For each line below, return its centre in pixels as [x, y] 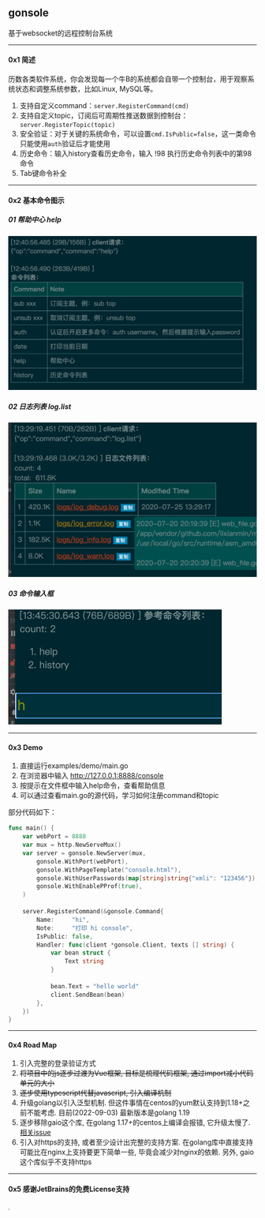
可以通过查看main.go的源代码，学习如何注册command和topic [119, 796]
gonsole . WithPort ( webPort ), [82, 861]
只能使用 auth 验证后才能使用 [65, 144]
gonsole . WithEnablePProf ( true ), [90, 886]
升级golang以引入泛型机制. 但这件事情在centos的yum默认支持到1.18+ [131, 1103]
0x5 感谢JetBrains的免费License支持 [69, 1189]
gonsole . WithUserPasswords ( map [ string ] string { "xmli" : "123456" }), [148, 878]
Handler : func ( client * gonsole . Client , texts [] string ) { [136, 945]
